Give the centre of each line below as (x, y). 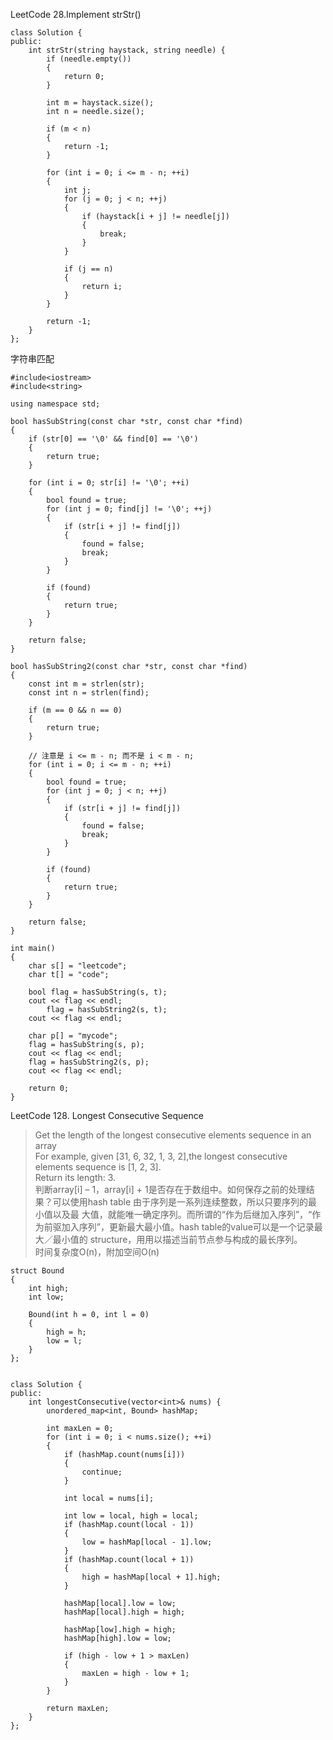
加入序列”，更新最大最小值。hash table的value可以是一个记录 (188, 1227)
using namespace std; (55, 404)
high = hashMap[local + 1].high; (151, 1577)
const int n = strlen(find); (89, 693)
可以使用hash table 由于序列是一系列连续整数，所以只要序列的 (180, 1202)
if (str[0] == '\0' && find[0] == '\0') (113, 439)
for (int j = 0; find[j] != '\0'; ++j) (129, 509)
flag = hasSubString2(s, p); (89, 1062)
